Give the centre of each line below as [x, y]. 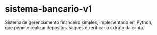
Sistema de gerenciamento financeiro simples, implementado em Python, [79, 22]
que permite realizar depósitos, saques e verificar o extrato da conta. [75, 27]
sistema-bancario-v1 [48, 9]
